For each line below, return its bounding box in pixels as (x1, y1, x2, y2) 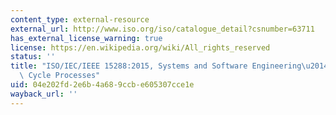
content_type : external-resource (10, 14, 150, 25)
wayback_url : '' (10, 89, 78, 99)
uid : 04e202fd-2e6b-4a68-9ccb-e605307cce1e (10, 80, 195, 90)
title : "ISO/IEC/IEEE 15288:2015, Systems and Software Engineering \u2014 (10, 61, 329, 71)
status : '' (10, 52, 56, 62)
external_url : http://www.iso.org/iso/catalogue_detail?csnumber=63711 (10, 24, 315, 34)
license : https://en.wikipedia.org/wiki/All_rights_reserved (10, 42, 271, 53)
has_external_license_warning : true (10, 33, 163, 43)
